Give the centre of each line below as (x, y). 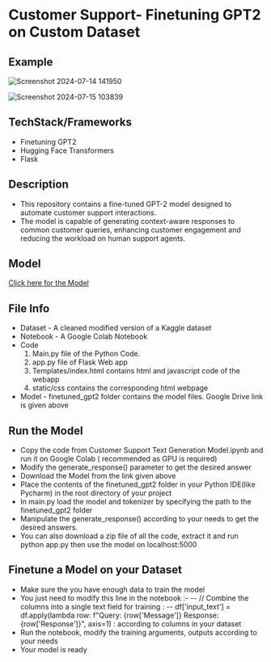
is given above (44, 405)
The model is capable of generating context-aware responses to (127, 221)
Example (31, 62)
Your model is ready (53, 649)
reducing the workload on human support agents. (103, 238)
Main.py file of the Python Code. (86, 354)
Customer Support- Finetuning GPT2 (135, 15)
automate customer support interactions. (88, 213)
